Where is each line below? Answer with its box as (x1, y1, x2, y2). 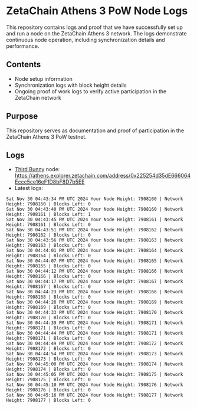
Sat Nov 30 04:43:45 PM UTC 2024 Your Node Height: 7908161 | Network (6, 217, 183, 223)
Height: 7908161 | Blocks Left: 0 (6, 222, 91, 228)
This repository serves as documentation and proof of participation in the (6, 127, 185, 134)
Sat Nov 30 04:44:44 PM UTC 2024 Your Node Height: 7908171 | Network (6, 331, 183, 336)
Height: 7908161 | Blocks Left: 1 (6, 211, 91, 218)
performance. (6, 42, 40, 50)
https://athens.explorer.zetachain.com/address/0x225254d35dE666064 (14, 172, 191, 179)
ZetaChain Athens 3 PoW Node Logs (6, 4, 188, 18)
